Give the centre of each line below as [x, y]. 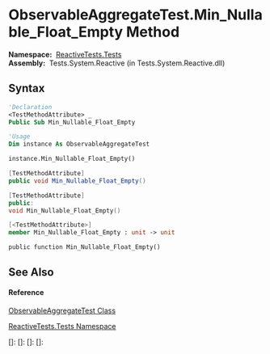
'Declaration [30, 107]
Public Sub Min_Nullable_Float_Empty [72, 122]
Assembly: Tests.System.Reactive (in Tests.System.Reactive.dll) [117, 63]
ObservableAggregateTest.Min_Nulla [135, 15]
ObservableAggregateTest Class [62, 310]
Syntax [27, 88]
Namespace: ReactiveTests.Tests [65, 54]
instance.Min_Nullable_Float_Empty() [72, 159]
